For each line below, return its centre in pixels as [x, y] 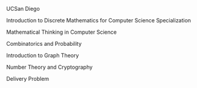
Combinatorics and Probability [44, 44]
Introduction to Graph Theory [43, 55]
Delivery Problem [28, 79]
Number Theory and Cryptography [50, 67]
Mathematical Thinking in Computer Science [61, 32]
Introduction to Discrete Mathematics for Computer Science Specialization [99, 20]
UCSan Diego [23, 9]
